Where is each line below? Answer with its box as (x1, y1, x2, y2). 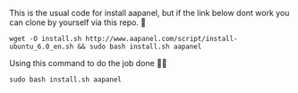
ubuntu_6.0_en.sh (9, 42, 74, 51)
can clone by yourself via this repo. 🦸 (9, 17, 147, 28)
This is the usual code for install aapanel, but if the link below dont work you (9, 8, 290, 18)
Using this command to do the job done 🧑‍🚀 (9, 58, 167, 68)
